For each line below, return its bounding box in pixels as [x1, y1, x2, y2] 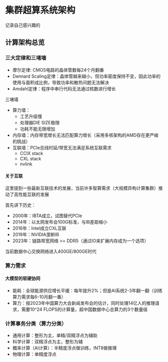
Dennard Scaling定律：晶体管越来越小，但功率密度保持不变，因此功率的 [12, 73, 161, 79]
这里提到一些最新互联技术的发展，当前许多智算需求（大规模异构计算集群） [5, 185, 158, 191]
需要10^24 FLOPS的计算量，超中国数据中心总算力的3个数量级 [21, 306, 148, 312]
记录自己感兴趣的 [5, 22, 40, 28]
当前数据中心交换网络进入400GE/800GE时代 [5, 248, 96, 254]
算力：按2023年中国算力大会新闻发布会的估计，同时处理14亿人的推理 [12, 300, 155, 306]
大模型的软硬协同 [5, 275, 40, 281]
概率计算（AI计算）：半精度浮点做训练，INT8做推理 [12, 345, 117, 351]
